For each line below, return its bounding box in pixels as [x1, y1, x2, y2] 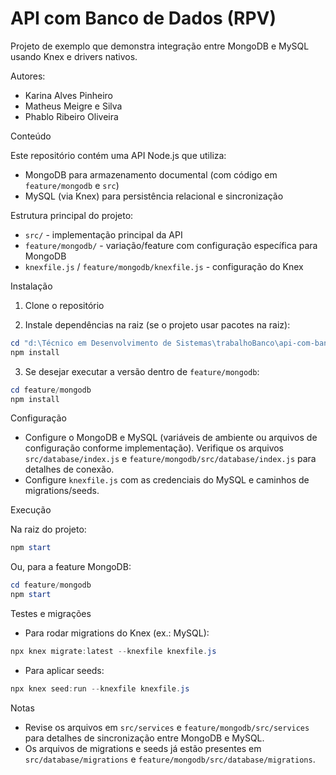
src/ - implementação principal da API [24, 228, 183, 241]
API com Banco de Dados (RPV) [10, 7, 277, 30]
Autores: [10, 70, 46, 82]
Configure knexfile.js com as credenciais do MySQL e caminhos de [24, 474, 310, 486]
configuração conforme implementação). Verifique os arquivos [24, 442, 285, 454]
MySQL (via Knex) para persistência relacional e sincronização [24, 190, 284, 202]
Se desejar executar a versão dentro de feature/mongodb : [24, 365, 260, 377]
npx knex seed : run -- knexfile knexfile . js [10, 683, 190, 694]
